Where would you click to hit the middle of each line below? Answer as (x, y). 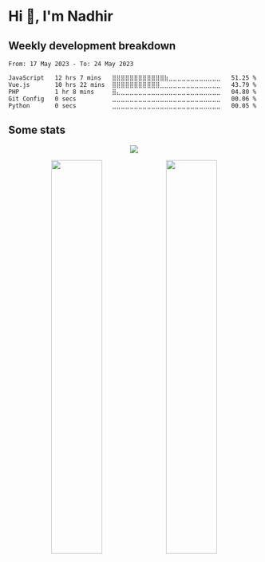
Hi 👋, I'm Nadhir (61, 16)
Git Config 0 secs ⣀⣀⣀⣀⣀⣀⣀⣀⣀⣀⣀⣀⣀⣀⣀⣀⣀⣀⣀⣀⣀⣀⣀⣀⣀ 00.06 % (132, 99)
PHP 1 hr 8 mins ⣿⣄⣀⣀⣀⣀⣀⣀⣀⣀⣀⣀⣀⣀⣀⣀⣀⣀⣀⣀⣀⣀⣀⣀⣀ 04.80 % (132, 92)
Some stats (37, 130)
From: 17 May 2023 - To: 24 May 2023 (71, 64)
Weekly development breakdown (92, 46)
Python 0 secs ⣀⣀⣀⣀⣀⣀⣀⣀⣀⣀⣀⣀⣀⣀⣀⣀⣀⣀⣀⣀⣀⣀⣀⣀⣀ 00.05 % (132, 106)
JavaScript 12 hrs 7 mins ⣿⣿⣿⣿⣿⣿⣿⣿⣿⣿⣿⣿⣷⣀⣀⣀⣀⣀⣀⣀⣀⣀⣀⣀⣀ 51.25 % (132, 78)
